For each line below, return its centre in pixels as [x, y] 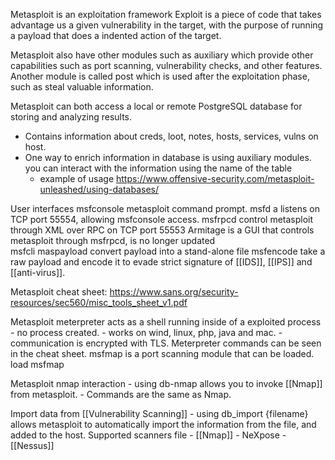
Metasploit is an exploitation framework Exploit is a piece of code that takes [166, 14]
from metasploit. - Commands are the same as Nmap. [121, 394]
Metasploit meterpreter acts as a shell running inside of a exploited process [166, 322]
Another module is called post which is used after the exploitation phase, [160, 76]
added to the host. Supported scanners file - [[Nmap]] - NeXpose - [148, 435]
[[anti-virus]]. [38, 272]
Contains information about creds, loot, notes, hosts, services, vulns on [171, 136]
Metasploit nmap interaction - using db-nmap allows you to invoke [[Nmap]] [166, 383]
